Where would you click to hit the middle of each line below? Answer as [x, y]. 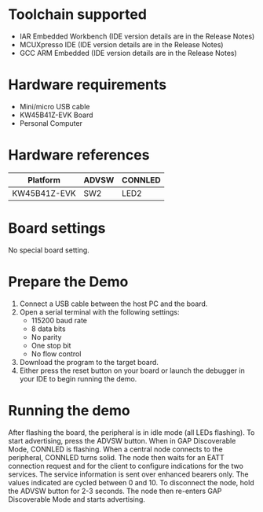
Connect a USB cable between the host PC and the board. [113, 304]
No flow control [56, 354]
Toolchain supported [78, 15]
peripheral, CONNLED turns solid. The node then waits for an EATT [117, 457]
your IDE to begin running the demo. [78, 378]
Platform [44, 180]
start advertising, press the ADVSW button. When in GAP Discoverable [122, 440]
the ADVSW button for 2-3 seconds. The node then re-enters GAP [115, 491]
